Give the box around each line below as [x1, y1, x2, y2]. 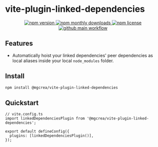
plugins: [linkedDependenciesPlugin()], [9, 133, 94, 139]
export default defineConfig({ [5, 129, 70, 134]
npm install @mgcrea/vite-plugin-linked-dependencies [5, 85, 118, 90]
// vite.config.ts [5, 112, 43, 117]
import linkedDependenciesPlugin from [5, 116, 85, 121]
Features [5, 39, 33, 48]
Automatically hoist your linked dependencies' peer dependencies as [12, 52, 153, 58]
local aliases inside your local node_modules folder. [12, 58, 114, 64]
